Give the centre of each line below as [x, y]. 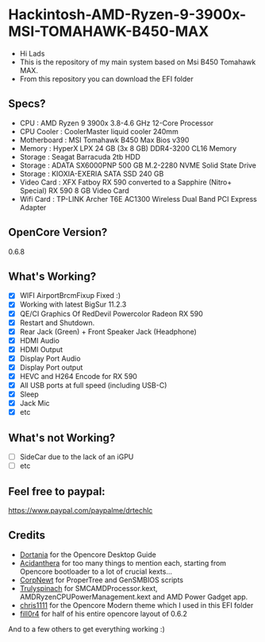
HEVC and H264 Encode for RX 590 [78, 376]
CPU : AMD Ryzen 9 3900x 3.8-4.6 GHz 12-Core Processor [117, 123]
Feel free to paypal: [57, 491]
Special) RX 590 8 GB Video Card [74, 190]
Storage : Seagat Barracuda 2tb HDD [80, 157]
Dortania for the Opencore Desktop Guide [88, 555]
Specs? [27, 104]
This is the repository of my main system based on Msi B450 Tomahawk [138, 62]
